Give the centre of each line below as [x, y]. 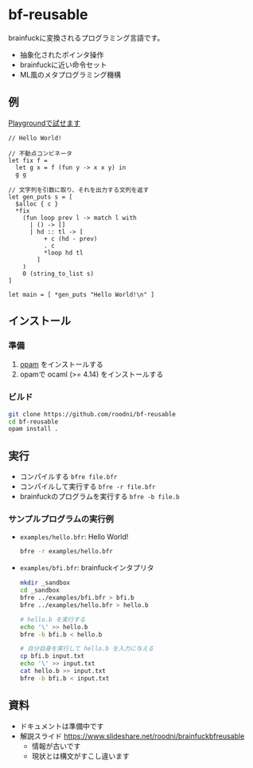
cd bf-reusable [33, 421]
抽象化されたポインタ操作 [62, 54]
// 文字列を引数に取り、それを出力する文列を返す [79, 190]
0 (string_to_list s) [58, 274]
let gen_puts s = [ [41, 197]
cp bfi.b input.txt [52, 656]
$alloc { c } [37, 204]
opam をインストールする [61, 364]
